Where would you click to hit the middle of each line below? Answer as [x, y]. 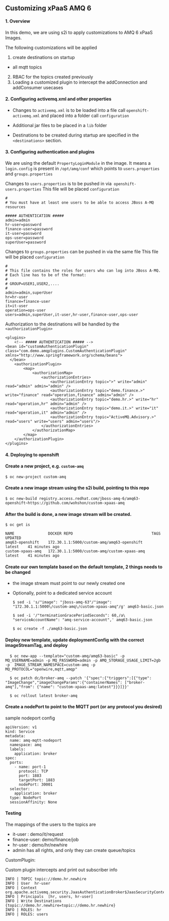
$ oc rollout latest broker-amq [44, 696]
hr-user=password [23, 225]
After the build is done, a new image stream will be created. [68, 514]
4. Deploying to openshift [32, 454]
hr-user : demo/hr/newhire [40, 845]
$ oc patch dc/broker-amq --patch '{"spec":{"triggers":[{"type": [81, 678]
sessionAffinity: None [33, 802]
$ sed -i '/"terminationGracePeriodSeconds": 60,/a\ [69, 616]
